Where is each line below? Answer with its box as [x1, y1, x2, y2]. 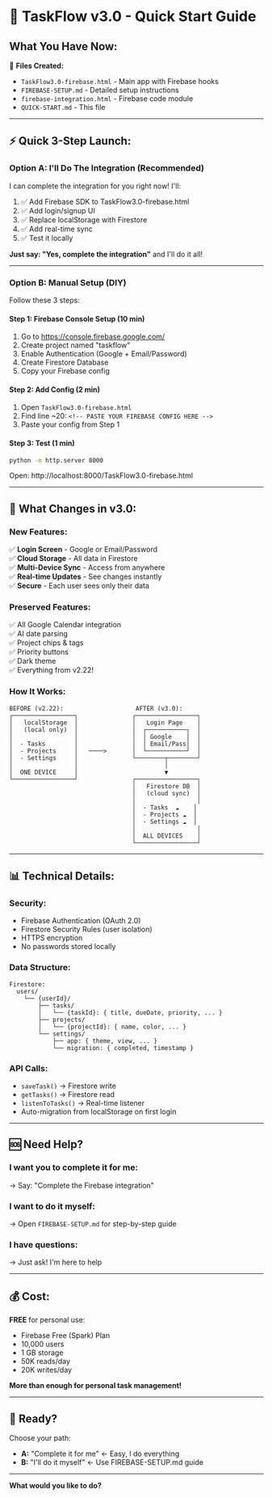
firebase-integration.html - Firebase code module [20, 94, 194, 103]
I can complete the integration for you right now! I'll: [9, 181, 182, 191]
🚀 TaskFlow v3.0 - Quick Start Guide [9, 7, 257, 26]
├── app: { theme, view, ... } [52, 1036, 158, 1045]
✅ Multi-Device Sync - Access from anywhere [9, 563, 165, 572]
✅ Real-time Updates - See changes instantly [9, 572, 162, 581]
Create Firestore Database [20, 357, 109, 367]
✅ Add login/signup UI [20, 205, 96, 215]
